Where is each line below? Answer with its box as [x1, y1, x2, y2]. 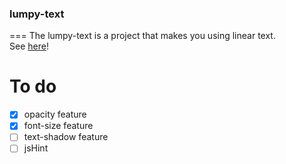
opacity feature [23, 108, 87, 121]
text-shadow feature [23, 131, 109, 143]
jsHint [23, 142, 49, 154]
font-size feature [23, 120, 94, 132]
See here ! [9, 40, 49, 52]
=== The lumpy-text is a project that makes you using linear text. [9, 30, 276, 42]
